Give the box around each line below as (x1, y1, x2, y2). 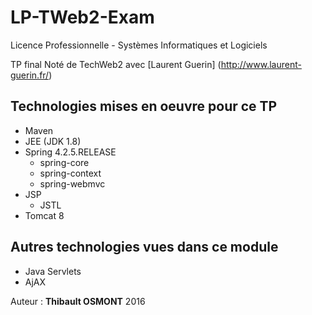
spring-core (39, 156, 90, 168)
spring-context (39, 167, 102, 179)
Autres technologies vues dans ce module (10, 239, 279, 256)
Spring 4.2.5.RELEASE (24, 146, 117, 158)
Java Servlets (24, 265, 82, 277)
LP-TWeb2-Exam (10, 6, 155, 29)
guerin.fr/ (10, 69, 50, 81)
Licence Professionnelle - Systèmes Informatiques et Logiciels (10, 39, 268, 51)
